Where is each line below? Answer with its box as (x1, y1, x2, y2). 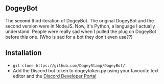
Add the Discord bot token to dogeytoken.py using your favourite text (12, 67, 159, 73)
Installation (5, 48, 42, 58)
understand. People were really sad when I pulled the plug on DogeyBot (5, 28, 157, 35)
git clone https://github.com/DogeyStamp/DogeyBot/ (12, 63, 125, 68)
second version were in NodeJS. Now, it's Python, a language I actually (5, 23, 155, 29)
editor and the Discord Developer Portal (12, 73, 97, 79)
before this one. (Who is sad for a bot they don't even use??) (5, 34, 133, 40)
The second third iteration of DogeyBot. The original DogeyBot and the (5, 17, 154, 23)
